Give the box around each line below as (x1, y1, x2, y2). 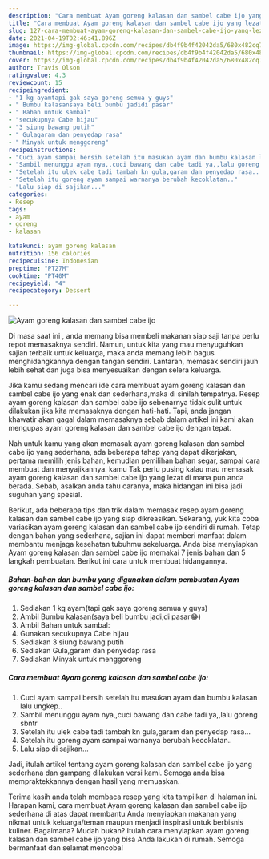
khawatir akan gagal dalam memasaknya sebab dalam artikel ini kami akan (8, 415, 254, 424)
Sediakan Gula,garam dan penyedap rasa (19, 646, 156, 656)
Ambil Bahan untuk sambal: (19, 620, 110, 630)
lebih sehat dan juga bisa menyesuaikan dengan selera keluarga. (8, 365, 222, 375)
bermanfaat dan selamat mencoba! (8, 843, 124, 853)
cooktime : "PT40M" (8, 271, 70, 280)
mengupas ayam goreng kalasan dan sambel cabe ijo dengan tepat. (8, 423, 232, 433)
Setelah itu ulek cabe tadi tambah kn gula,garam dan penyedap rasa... (19, 727, 251, 737)
